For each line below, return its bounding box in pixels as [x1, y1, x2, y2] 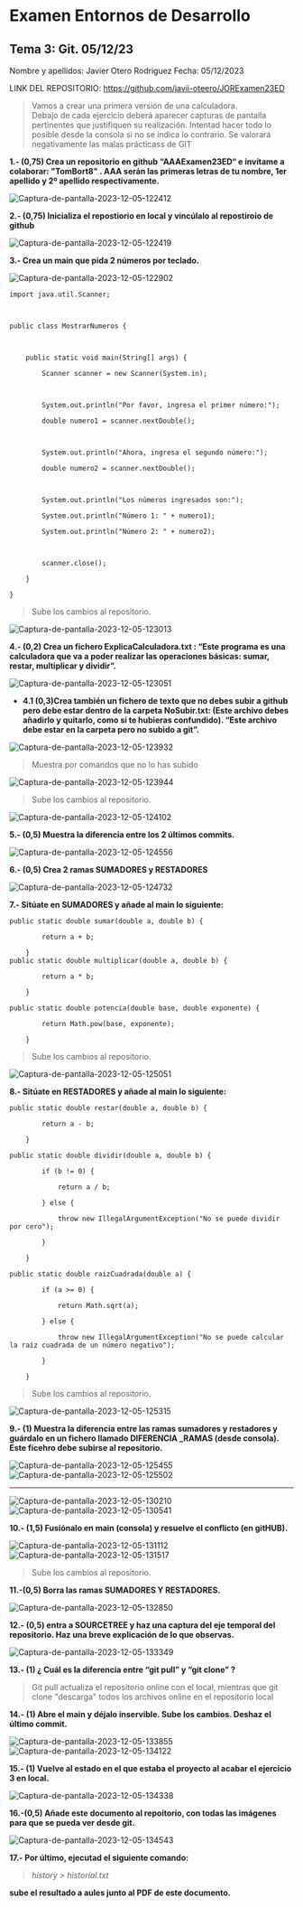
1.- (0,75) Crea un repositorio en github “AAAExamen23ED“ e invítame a [9, 156, 285, 167]
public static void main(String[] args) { [25, 353, 188, 362]
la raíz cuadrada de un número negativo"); [9, 1341, 176, 1350]
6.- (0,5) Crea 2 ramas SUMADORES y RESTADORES [9, 865, 208, 874]
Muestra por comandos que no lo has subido [31, 760, 198, 770]
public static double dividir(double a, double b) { [9, 1151, 212, 1160]
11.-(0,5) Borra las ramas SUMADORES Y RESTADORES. [9, 1584, 221, 1595]
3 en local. [9, 1772, 50, 1783]
